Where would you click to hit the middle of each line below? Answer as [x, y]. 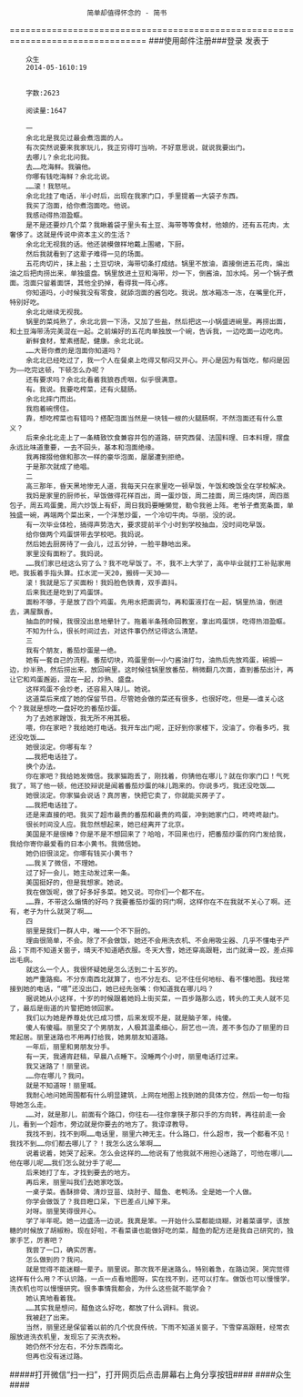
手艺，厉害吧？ [40, 1240]
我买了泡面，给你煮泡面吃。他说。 [80, 206]
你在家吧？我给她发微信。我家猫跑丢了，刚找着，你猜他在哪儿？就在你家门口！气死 [158, 776]
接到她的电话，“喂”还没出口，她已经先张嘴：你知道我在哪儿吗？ [112, 989]
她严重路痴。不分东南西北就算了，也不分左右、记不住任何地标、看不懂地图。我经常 [158, 979]
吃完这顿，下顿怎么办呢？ [65, 370]
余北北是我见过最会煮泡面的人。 [77, 138]
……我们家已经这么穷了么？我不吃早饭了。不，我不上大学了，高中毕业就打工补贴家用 [158, 563]
